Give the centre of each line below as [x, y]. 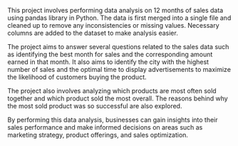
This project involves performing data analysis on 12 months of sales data [115, 10]
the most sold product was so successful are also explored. [95, 106]
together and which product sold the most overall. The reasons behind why [118, 98]
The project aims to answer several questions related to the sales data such [118, 47]
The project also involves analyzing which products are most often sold [112, 91]
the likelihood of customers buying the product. [77, 77]
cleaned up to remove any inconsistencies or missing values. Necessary [113, 25]
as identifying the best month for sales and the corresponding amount [110, 54]
